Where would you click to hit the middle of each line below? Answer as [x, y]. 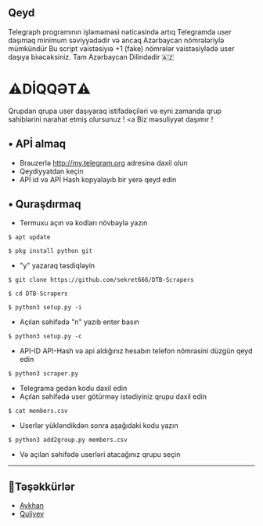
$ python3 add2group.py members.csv [68, 440]
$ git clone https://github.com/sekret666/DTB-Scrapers [101, 280]
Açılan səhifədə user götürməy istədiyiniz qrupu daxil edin [113, 396]
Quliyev [32, 514]
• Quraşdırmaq [45, 204]
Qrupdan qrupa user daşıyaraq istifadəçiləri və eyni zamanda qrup [115, 111]
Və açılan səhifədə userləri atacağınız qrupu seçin [100, 455]
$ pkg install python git [50, 251]
